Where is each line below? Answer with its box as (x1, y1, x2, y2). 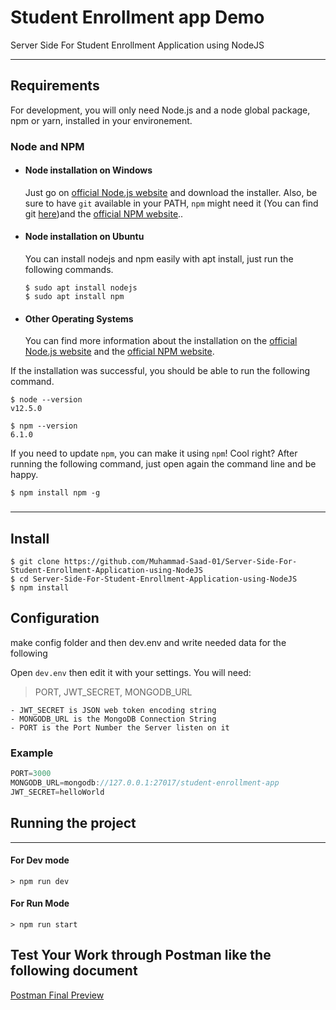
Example (10, 746, 54, 760)
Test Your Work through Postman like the (10, 947, 272, 964)
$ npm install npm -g (10, 488, 101, 498)
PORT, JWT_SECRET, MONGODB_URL (34, 686, 193, 698)
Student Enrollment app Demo (10, 6, 265, 29)
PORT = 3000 (10, 769, 52, 779)
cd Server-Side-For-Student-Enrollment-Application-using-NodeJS (19, 574, 298, 585)
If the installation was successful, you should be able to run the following (10, 365, 311, 377)
